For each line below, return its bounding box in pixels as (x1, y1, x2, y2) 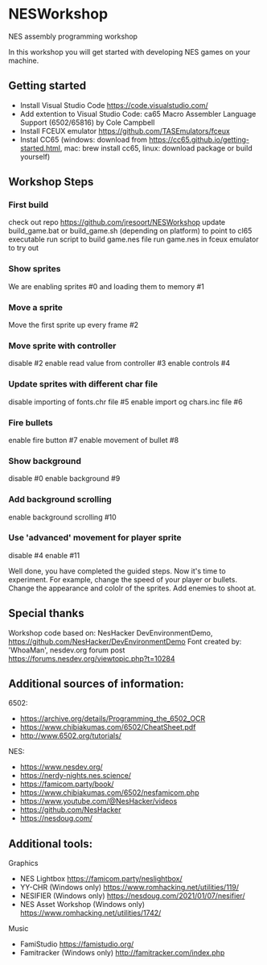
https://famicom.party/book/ (19, 779, 114, 789)
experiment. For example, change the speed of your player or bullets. (8, 574, 237, 584)
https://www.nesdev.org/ (19, 762, 103, 772)
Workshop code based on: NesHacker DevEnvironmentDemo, (8, 627, 213, 637)
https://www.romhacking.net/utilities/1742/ (19, 908, 162, 918)
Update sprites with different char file (8, 379, 158, 390)
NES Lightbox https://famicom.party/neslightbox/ (19, 874, 183, 884)
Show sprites (8, 263, 61, 275)
